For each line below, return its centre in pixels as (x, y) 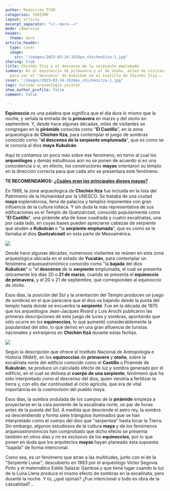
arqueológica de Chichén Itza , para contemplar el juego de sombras (77, 135)
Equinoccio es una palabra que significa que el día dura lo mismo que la (80, 113)
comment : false (21, 94)
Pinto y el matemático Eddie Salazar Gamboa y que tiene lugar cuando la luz (85, 468)
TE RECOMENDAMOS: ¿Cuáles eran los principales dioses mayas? (77, 181)
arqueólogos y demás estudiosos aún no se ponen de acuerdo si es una (81, 161)
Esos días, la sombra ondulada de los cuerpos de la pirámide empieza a (80, 399)
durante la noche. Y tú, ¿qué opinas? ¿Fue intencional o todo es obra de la (82, 479)
